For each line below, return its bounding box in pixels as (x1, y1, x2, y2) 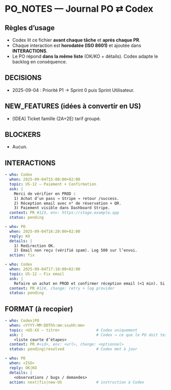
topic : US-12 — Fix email (9, 271, 65, 277)
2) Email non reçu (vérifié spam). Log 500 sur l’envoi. (14, 248, 138, 253)
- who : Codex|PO (5, 318, 39, 324)
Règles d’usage (5, 24, 55, 32)
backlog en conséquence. (12, 59, 67, 64)
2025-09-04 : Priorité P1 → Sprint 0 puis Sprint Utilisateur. (12, 87, 135, 93)
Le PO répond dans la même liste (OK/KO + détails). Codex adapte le (12, 53, 158, 59)
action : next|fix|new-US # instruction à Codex (9, 379, 144, 385)
